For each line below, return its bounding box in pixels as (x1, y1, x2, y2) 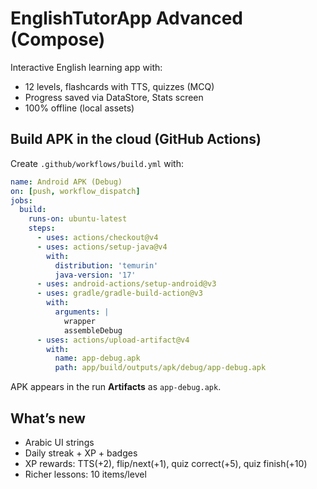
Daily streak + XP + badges (24, 447, 138, 459)
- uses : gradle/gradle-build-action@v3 (36, 288, 203, 299)
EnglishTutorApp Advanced (10, 7, 243, 30)
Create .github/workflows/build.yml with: (10, 157, 184, 169)
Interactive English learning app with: (10, 61, 163, 73)
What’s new (10, 410, 86, 427)
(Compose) (10, 28, 106, 51)
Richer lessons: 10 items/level (24, 468, 147, 480)
